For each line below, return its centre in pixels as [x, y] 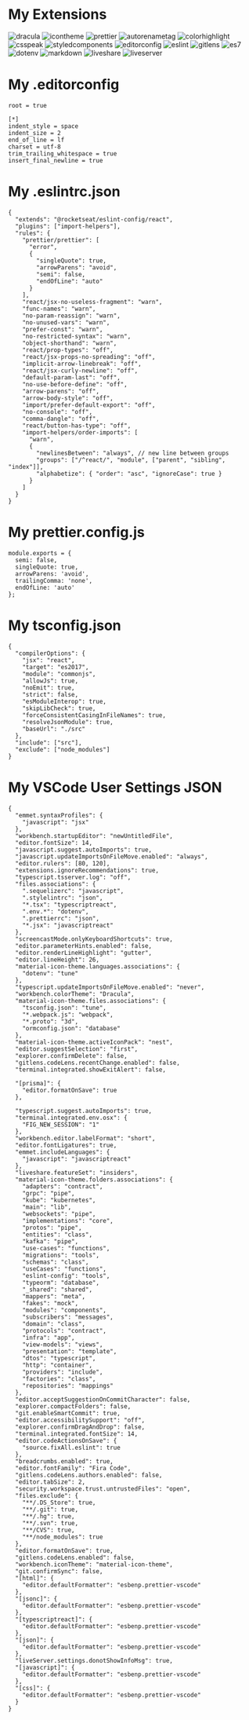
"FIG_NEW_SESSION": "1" [61, 1125]
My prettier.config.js [76, 532]
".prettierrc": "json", [61, 918]
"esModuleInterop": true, [65, 701]
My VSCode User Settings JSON [115, 787]
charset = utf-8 [34, 147]
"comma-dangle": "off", [61, 419]
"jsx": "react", [49, 660]
